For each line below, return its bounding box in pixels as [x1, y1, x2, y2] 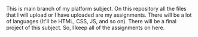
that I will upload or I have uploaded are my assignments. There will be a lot [6, 11, 192, 18]
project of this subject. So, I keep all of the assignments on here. [6, 24, 165, 31]
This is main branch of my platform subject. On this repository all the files [6, 5, 187, 12]
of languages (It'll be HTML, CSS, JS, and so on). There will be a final [6, 18, 177, 24]
